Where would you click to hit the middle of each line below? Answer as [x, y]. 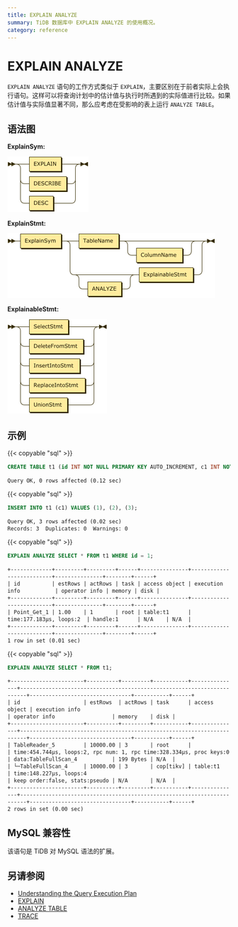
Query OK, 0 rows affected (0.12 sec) [64, 481]
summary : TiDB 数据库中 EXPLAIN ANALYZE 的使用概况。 [83, 22]
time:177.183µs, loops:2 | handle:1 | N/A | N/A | [100, 619]
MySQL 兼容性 [39, 833]
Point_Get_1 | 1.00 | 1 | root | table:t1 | [103, 612]
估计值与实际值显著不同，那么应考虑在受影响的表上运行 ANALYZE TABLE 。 [113, 105]
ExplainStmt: [27, 223]
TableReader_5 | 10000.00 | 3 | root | [103, 745]
